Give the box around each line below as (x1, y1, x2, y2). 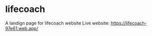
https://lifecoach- (110, 20, 147, 26)
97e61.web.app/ (5, 25, 39, 31)
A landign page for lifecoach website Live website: (5, 20, 110, 26)
